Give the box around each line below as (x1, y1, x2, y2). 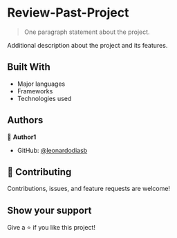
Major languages (17, 80, 66, 88)
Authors (7, 114, 44, 126)
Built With (7, 61, 50, 73)
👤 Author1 (7, 133, 37, 141)
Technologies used (17, 94, 72, 102)
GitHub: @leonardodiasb (17, 146, 88, 154)
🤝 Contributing (7, 166, 72, 178)
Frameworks (17, 86, 53, 95)
